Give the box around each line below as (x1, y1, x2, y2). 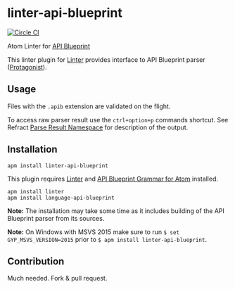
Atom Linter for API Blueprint (7, 41, 90, 50)
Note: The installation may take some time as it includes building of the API (7, 206, 225, 215)
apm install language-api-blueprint (7, 194, 115, 201)
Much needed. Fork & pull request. (7, 274, 108, 283)
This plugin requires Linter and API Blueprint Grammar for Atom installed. (7, 174, 219, 183)
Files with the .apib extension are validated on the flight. (7, 102, 171, 110)
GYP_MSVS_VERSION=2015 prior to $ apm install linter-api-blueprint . (7, 235, 208, 243)
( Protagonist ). (7, 63, 47, 71)
